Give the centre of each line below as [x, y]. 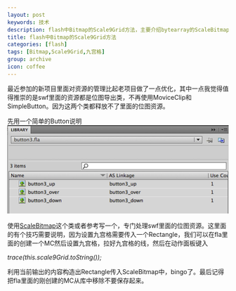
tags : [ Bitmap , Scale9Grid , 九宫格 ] [56, 52]
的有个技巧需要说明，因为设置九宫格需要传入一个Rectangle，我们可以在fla [115, 235]
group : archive [29, 60]
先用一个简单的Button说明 [45, 121]
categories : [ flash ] [38, 45]
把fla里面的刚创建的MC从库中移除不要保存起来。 [78, 280]
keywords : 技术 [28, 22]
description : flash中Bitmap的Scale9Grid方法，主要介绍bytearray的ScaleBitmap [118, 30]
